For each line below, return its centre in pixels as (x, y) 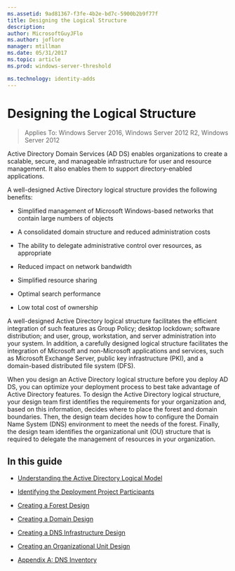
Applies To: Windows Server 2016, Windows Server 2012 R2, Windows (126, 133)
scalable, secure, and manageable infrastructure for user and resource (109, 162)
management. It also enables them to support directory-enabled (100, 169)
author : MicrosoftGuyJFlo (45, 33)
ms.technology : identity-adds (52, 79)
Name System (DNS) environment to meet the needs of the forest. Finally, (114, 424)
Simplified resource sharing (57, 280)
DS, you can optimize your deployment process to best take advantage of (114, 387)
